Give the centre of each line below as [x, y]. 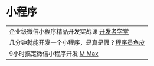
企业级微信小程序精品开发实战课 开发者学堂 [69, 31]
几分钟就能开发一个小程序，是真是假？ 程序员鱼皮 [77, 42]
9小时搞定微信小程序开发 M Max [54, 54]
